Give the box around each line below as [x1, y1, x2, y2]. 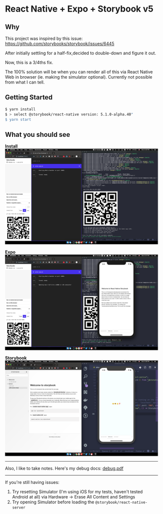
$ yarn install [5, 107, 36, 112]
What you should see [5, 130, 70, 139]
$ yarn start [5, 117, 32, 122]
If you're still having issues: [5, 480, 60, 485]
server [12, 505, 26, 510]
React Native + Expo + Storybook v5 [5, 3, 154, 15]
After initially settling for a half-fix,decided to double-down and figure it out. [5, 50, 156, 56]
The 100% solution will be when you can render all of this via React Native [5, 69, 153, 75]
